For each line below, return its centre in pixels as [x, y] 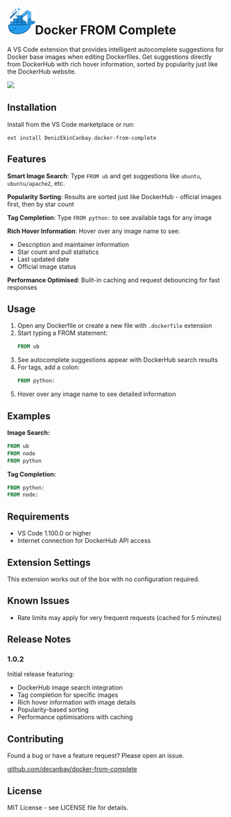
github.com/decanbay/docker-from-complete [72, 769]
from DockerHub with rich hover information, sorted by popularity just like [113, 64]
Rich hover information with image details [77, 703]
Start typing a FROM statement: [62, 333]
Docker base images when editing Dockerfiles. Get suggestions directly [110, 57]
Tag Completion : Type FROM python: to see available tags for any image [110, 217]
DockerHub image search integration [70, 688]
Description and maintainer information [73, 244]
